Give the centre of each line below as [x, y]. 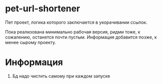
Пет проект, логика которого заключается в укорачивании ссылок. [76, 22]
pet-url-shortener [43, 9]
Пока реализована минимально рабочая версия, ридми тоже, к [73, 32]
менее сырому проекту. [31, 42]
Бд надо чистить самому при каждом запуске [61, 76]
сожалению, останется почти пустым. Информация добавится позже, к [81, 37]
